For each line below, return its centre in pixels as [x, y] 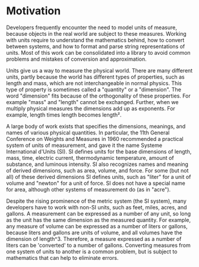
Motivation [34, 11]
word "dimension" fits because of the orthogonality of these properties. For [99, 96]
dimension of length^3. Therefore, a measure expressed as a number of [94, 238]
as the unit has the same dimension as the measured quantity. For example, [99, 220]
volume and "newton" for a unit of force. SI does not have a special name [96, 183]
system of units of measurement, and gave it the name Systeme [84, 145]
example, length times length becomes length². [64, 115]
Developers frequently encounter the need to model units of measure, [91, 27]
